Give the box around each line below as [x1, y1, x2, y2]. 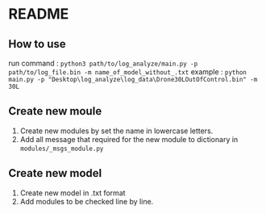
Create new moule [8, 104, 102, 118]
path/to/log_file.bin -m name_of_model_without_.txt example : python [8, 67, 247, 77]
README [8, 5, 69, 23]
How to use [8, 37, 66, 51]
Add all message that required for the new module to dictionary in [19, 134, 239, 144]
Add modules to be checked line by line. [19, 196, 154, 206]
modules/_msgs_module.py [19, 145, 104, 153]
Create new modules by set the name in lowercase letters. [19, 126, 214, 136]
